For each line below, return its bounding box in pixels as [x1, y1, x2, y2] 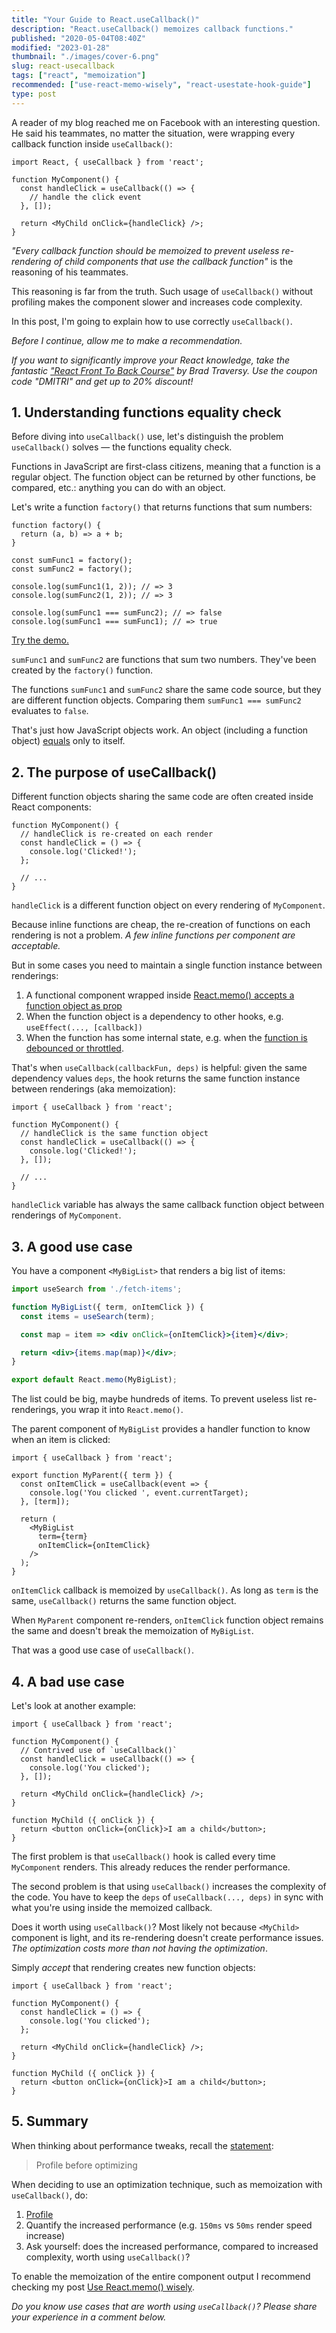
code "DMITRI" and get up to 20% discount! [11, 375, 194, 387]
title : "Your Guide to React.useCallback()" [11, 14, 200, 25]
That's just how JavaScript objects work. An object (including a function [11, 724, 309, 736]
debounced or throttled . [25, 1042, 124, 1055]
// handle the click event [29, 192, 142, 202]
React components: [11, 801, 92, 813]
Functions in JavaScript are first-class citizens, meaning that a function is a [11, 461, 321, 473]
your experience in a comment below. [11, 2311, 167, 2323]
